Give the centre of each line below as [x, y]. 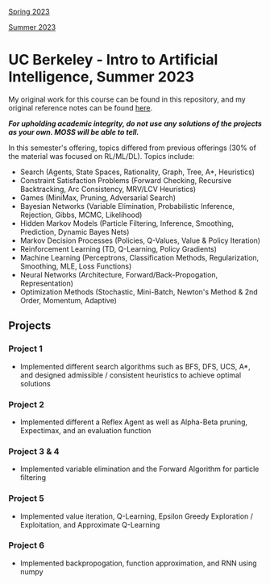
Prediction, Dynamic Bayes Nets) [75, 232]
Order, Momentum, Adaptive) [68, 300]
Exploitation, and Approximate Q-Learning [90, 524]
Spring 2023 [29, 12]
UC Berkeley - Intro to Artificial [113, 60]
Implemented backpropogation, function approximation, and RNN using [138, 563]
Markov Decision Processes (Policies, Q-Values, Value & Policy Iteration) [140, 240]
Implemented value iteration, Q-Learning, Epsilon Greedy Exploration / [137, 516]
